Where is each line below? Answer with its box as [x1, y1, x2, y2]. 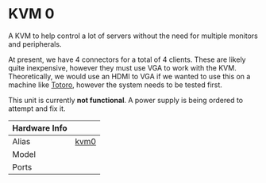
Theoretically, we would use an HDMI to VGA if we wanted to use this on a [8, 71, 251, 81]
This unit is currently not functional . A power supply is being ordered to [8, 95, 244, 105]
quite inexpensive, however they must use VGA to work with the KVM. [8, 63, 237, 72]
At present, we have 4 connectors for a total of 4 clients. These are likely [8, 55, 246, 64]
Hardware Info [12, 122, 67, 133]
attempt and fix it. [8, 104, 66, 113]
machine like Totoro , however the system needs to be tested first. [8, 80, 222, 90]
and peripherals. [8, 39, 62, 48]
